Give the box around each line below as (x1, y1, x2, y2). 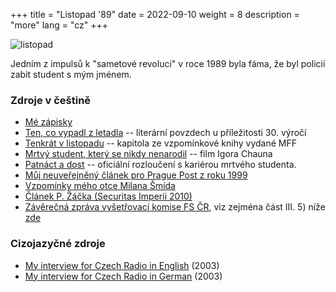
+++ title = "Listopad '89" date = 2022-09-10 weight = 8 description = (10, 9, 300, 20)
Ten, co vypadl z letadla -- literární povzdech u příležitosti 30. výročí (24, 127, 307, 139)
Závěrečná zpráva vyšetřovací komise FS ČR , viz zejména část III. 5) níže (24, 201, 326, 213)
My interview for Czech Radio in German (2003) (24, 270, 223, 282)
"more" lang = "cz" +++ (10, 19, 108, 31)
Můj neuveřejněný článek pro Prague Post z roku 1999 (24, 169, 248, 181)
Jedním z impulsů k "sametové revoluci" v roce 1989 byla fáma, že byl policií (10, 58, 326, 69)
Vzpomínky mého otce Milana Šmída (24, 180, 176, 192)
